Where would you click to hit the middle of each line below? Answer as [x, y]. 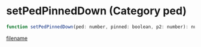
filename [17, 38]
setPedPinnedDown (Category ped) [97, 11]
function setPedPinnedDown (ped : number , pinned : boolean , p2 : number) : [97, 27]
